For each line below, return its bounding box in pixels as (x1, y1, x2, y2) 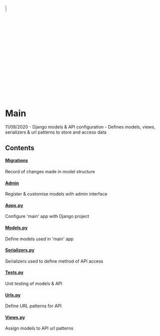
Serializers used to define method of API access (5, 258, 104, 264)
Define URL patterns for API (5, 303, 62, 309)
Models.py (5, 225, 28, 231)
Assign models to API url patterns (5, 325, 73, 332)
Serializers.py (5, 247, 35, 253)
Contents (5, 143, 35, 152)
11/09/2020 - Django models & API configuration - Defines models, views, (5, 124, 156, 130)
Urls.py (5, 292, 21, 298)
